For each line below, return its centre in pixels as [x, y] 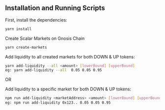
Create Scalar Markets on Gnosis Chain [45, 38]
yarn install [18, 29]
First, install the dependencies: [36, 20]
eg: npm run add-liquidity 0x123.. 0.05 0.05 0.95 [58, 103]
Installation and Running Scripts [55, 8]
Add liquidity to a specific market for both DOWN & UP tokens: [68, 89]
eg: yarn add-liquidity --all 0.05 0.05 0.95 [54, 70]
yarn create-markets [26, 47]
